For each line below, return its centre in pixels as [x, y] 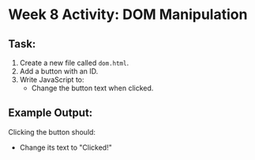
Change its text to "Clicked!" [66, 147]
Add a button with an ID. [59, 71]
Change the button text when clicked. [92, 88]
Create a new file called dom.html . [74, 63]
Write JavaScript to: [52, 80]
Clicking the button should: [52, 131]
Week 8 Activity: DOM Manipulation [128, 15]
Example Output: [51, 113]
